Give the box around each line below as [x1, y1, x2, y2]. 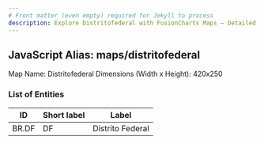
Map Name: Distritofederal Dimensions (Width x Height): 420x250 [8, 69, 223, 79]
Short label [43, 109, 85, 120]
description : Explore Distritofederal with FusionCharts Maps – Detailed [8, 19, 257, 27]
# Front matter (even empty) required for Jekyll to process [8, 11, 214, 20]
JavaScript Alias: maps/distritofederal [8, 48, 200, 62]
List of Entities [8, 89, 65, 100]
